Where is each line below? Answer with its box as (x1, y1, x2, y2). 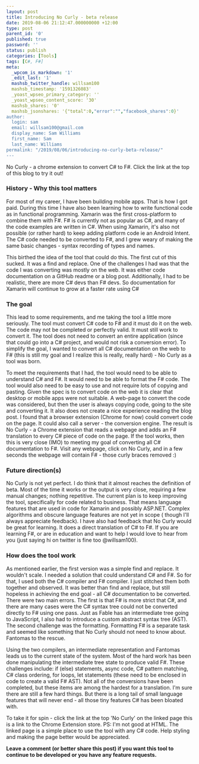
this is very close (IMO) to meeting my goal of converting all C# (6, 439, 161, 446)
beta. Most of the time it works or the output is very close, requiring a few (6, 486, 187, 493)
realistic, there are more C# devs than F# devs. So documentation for (6, 279, 176, 286)
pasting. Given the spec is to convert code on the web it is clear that (6, 388, 173, 395)
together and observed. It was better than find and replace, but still (6, 584, 170, 591)
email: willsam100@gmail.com (11, 125, 84, 131)
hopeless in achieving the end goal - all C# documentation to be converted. (6, 590, 191, 598)
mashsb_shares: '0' (11, 102, 60, 109)
